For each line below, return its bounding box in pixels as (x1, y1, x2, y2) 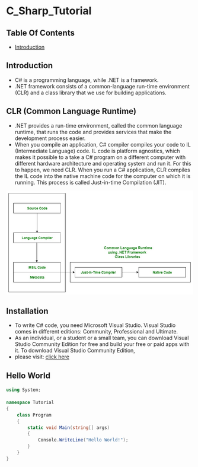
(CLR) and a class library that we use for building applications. (14, 89, 167, 96)
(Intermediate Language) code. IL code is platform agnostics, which (14, 147, 180, 154)
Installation (6, 306, 49, 316)
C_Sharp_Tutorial (6, 4, 92, 18)
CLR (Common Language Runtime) (6, 106, 136, 116)
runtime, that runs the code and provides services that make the (14, 128, 172, 135)
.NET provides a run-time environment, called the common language (14, 122, 183, 129)
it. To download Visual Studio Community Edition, (14, 347, 135, 354)
